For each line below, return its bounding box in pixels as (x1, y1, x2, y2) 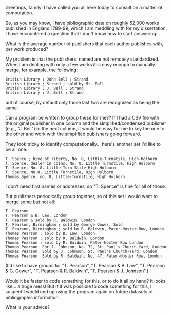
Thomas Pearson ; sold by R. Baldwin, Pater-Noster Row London (5, 240, 144, 245)
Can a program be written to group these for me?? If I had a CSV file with (5, 115, 160, 121)
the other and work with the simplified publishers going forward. (5, 131, 141, 137)
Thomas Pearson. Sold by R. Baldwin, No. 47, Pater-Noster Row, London (5, 253, 162, 259)
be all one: (5, 146, 28, 152)
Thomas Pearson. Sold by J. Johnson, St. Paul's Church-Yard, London (5, 249, 158, 254)
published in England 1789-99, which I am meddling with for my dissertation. (5, 25, 167, 31)
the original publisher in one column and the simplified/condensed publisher (5, 120, 167, 126)
